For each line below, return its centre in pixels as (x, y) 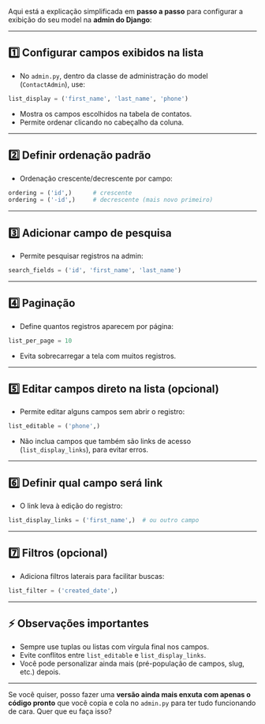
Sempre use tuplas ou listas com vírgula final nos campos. (114, 647)
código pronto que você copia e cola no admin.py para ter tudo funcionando (132, 703)
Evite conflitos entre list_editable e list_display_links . (113, 655)
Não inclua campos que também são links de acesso (105, 442)
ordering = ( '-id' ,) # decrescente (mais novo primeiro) (111, 200)
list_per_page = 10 (40, 341)
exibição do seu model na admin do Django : (80, 20)
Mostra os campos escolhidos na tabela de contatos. (106, 114)
